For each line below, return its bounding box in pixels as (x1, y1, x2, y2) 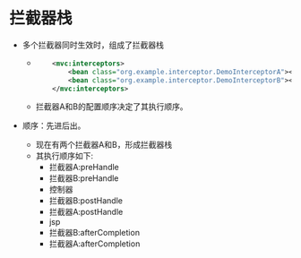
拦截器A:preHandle (48, 162, 119, 173)
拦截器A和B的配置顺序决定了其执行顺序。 (35, 101, 188, 112)
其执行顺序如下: (35, 150, 94, 161)
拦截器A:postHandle (48, 207, 124, 218)
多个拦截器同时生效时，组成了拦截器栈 (21, 39, 164, 50)
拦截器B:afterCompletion (48, 228, 141, 238)
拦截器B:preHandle (48, 173, 119, 184)
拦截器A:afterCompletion (48, 238, 141, 249)
